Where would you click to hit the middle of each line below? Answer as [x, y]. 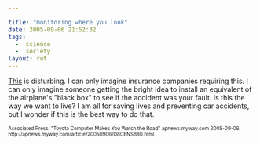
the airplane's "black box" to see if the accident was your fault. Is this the [126, 98]
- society [33, 52]
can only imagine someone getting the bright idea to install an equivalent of [130, 89]
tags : [17, 37]
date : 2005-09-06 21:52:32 [52, 29]
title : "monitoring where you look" [68, 22]
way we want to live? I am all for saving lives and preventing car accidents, [129, 106]
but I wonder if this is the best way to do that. [81, 114]
